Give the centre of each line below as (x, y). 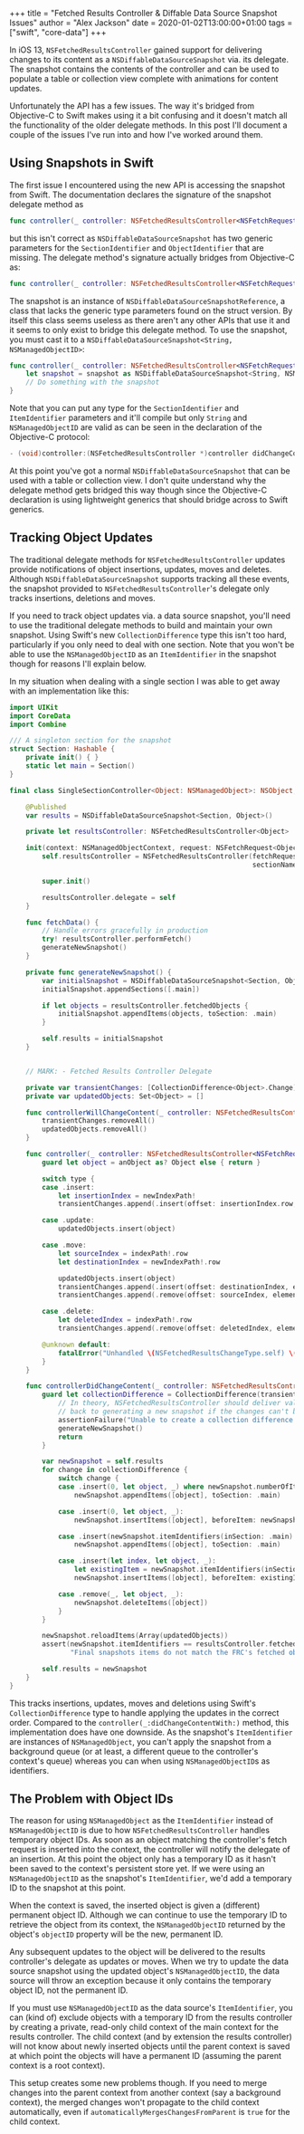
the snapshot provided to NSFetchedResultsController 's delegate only (139, 589)
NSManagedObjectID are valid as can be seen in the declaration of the (136, 427)
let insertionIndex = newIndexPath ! (127, 1196)
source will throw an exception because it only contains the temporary (140, 1981)
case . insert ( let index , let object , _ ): (137, 1561)
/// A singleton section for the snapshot (90, 741)
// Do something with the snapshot (93, 383)
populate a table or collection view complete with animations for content (144, 79)
